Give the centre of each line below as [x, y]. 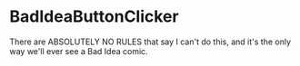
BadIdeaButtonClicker [94, 17]
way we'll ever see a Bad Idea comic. [79, 51]
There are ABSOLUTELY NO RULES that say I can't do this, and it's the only [150, 42]
